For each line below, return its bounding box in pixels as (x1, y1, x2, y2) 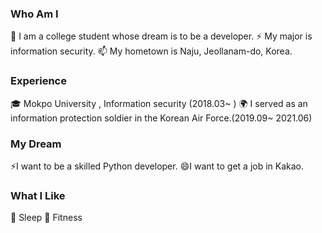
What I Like (10, 188, 66, 202)
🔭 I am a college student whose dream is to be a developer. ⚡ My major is (10, 30, 313, 42)
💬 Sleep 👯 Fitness (10, 212, 83, 224)
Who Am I (10, 7, 59, 21)
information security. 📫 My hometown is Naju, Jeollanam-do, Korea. (10, 45, 293, 57)
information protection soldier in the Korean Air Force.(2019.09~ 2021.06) (10, 112, 313, 124)
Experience (10, 74, 67, 88)
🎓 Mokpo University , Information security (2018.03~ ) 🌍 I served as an (10, 97, 308, 109)
